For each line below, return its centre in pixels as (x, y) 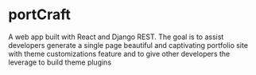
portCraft (40, 15)
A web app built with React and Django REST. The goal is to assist (116, 37)
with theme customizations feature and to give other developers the (119, 53)
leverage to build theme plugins (60, 62)
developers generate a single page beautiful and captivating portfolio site (128, 45)
